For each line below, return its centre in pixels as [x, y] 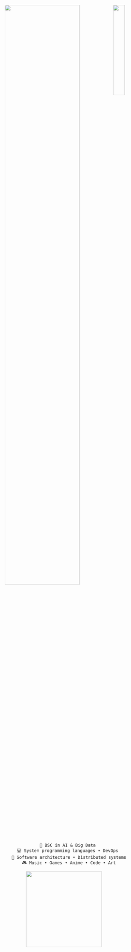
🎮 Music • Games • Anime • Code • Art [69, 863]
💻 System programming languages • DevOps [68, 851]
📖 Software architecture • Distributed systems [69, 857]
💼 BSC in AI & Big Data [68, 845]
